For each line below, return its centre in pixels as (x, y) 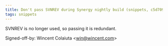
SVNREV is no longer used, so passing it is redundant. (61, 28)
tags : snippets (21, 14)
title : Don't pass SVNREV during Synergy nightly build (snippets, (77, 10)
